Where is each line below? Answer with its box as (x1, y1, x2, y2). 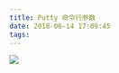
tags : (9, 30, 30, 39)
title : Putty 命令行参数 (9, 13, 96, 23)
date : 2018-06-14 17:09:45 (9, 22, 111, 31)
